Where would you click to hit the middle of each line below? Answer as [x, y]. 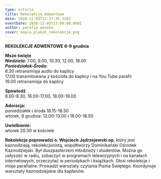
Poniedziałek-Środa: [26, 66]
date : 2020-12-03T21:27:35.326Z [38, 19]
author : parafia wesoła [29, 28]
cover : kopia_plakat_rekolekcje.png [42, 32]
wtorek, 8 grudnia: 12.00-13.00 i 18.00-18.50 [49, 116]
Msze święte [18, 56]
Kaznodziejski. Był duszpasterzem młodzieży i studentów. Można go [74, 150]
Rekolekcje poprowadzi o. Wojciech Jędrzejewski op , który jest [70, 140]
